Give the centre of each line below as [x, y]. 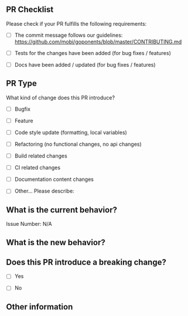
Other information [40, 307]
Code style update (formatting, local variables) [71, 132]
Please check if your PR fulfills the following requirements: [76, 23]
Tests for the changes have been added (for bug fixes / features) [93, 53]
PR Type [21, 83]
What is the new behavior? [56, 242]
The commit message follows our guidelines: [69, 35]
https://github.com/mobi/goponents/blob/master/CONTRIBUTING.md [98, 42]
